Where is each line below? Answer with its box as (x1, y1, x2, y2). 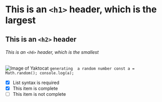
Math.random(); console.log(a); (5, 70, 74, 75)
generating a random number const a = (50, 66, 135, 71)
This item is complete (12, 85, 58, 91)
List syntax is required (12, 79, 60, 86)
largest (5, 14, 36, 26)
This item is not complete (12, 91, 66, 97)
